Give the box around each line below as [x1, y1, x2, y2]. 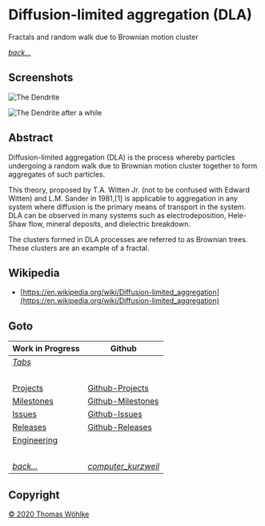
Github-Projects [87, 382, 150, 394]
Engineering [12, 435, 58, 446]
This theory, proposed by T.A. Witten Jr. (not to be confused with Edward [8, 184, 250, 194]
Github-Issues [87, 409, 143, 420]
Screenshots [8, 71, 74, 85]
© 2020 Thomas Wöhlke [8, 509, 90, 519]
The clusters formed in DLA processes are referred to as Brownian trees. [8, 234, 248, 244]
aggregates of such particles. [8, 169, 106, 179]
